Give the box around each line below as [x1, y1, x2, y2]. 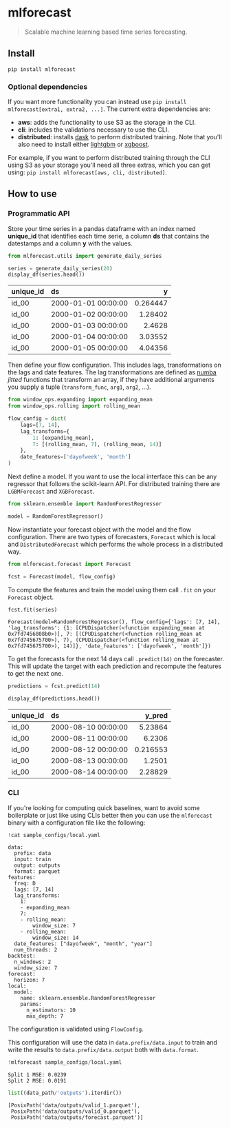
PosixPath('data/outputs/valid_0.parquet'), [10, 1108, 140, 1115]
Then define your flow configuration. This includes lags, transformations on [8, 361, 222, 370]
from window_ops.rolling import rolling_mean [8, 403, 140, 410]
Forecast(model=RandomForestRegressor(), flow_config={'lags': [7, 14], [8, 618, 221, 625]
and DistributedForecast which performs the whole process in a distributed [8, 540, 223, 548]
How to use [8, 188, 57, 200]
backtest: [8, 953, 36, 960]
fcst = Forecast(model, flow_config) [8, 573, 116, 580]
